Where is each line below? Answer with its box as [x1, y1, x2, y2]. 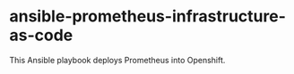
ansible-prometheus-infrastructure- [9, 6, 287, 27]
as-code [9, 25, 73, 45]
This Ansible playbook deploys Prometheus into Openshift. [9, 54, 226, 65]
